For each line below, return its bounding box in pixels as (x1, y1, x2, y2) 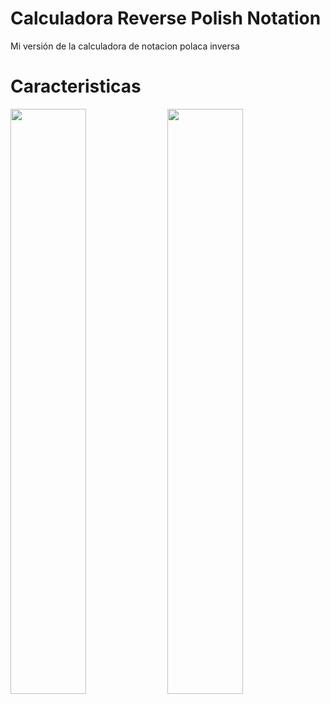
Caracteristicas (10, 75, 142, 98)
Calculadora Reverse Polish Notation (10, 7, 322, 30)
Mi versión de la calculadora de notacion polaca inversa (10, 40, 240, 52)
